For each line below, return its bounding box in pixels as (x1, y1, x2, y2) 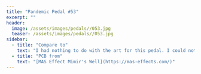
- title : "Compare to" (11, 42, 68, 48)
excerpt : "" (6, 14, 36, 20)
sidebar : (6, 36, 28, 42)
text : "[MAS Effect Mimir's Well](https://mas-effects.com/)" (17, 58, 175, 64)
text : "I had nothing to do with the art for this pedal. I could (17, 48, 186, 54)
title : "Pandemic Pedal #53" (6, 8, 79, 15)
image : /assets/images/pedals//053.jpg (11, 25, 111, 32)
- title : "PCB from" (11, 53, 63, 59)
